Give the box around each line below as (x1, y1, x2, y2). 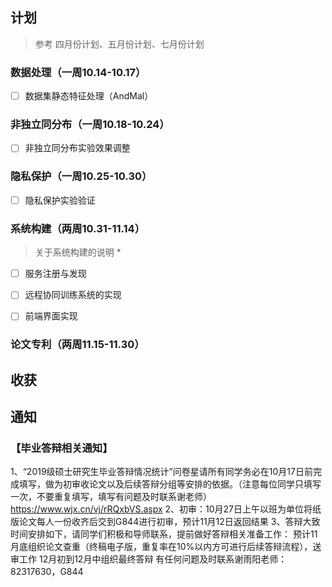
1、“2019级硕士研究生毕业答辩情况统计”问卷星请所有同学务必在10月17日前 (10, 466, 313, 478)
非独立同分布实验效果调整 (24, 142, 131, 154)
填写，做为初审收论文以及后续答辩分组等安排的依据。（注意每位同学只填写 (18, 478, 322, 490)
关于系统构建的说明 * (34, 246, 122, 258)
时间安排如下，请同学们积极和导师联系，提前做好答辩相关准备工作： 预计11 (10, 528, 318, 540)
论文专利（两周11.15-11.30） (10, 338, 145, 352)
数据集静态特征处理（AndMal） (24, 90, 154, 102)
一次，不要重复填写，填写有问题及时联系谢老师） (10, 491, 212, 503)
